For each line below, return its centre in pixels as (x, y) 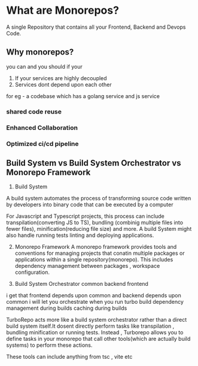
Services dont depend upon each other (63, 84)
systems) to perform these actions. (49, 345)
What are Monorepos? (63, 10)
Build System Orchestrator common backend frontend (81, 284)
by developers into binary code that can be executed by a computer (90, 205)
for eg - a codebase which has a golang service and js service (83, 96)
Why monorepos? (40, 52)
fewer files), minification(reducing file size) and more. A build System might (99, 229)
